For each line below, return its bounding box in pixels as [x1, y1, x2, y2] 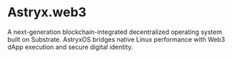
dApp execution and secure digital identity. [7, 42, 133, 51]
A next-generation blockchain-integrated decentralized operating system [7, 28, 223, 36]
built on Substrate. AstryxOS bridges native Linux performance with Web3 [7, 35, 226, 43]
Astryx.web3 [7, 4, 87, 21]
